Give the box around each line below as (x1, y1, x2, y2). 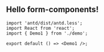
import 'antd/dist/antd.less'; (6, 20, 83, 26)
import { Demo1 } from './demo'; (6, 30, 88, 36)
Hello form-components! (6, 5, 99, 15)
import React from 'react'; (6, 25, 75, 31)
